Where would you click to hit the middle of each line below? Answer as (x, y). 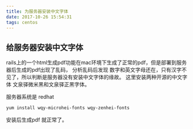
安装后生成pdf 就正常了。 (37, 120)
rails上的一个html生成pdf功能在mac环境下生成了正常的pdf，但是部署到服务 (97, 62)
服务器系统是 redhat (30, 97)
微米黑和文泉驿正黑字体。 (59, 85)
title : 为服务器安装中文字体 (37, 11)
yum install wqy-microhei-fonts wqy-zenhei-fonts (68, 108)
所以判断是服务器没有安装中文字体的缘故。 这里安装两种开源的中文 (102, 77)
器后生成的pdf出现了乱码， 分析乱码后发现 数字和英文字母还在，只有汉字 (94, 70)
